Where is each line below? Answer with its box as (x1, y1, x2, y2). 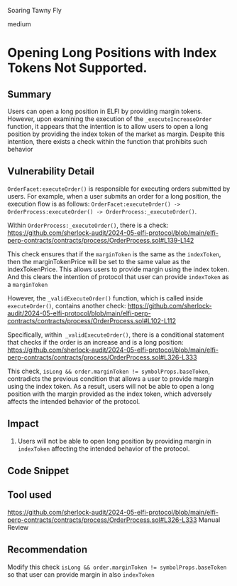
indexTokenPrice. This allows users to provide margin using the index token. (7, 265, 229, 273)
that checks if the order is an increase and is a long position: (7, 338, 184, 346)
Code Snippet (7, 465, 70, 477)
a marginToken (7, 280, 48, 288)
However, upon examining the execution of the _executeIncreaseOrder (7, 115, 212, 123)
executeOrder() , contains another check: (7, 301, 126, 310)
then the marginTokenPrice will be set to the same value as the (7, 257, 190, 266)
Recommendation (7, 544, 87, 556)
